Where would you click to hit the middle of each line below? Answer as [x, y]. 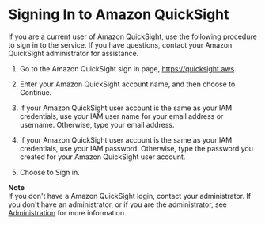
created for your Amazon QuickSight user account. [102, 157]
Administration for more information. [67, 212]
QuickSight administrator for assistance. [74, 53]
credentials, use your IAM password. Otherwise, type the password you [136, 148]
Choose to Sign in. [50, 172]
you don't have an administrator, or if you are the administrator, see [117, 204]
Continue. [36, 92]
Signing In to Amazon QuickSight [119, 15]
